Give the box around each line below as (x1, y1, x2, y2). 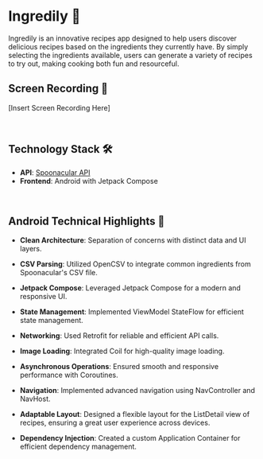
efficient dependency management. (19, 441, 137, 452)
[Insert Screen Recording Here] (8, 103, 111, 112)
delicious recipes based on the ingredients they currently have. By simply (8, 41, 249, 51)
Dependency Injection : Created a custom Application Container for (19, 434, 241, 443)
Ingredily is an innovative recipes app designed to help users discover (8, 33, 237, 43)
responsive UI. (19, 292, 68, 301)
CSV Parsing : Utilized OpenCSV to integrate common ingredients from (19, 259, 252, 269)
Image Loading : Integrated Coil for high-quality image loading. (19, 346, 225, 356)
